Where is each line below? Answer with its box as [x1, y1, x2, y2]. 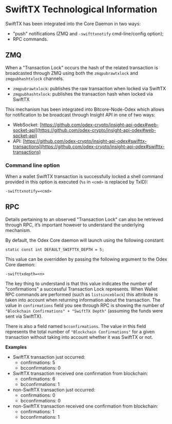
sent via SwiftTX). [5, 313, 43, 319]
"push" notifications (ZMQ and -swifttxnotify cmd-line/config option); [12, 30, 164, 36]
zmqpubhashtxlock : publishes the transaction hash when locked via [12, 91, 153, 97]
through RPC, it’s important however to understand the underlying [5, 222, 145, 228]
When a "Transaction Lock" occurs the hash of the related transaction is [5, 64, 158, 70]
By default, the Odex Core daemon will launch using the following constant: [5, 237, 165, 243]
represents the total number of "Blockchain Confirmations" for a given [5, 329, 155, 335]
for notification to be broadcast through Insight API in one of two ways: [5, 111, 156, 118]
